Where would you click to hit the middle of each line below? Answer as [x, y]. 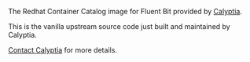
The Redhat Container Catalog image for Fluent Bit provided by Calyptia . [125, 11]
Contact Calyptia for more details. [63, 50]
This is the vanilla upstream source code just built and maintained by [119, 26]
